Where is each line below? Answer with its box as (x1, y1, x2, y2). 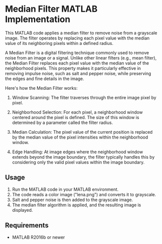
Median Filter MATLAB (5, 3, 98, 15)
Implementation (5, 14, 71, 25)
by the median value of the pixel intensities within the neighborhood (12, 134, 148, 140)
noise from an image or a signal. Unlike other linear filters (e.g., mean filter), (5, 55, 157, 61)
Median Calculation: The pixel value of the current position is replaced (12, 129, 153, 135)
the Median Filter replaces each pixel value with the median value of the (5, 60, 149, 66)
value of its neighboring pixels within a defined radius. (5, 40, 113, 46)
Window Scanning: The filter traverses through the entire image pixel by (12, 94, 157, 101)
